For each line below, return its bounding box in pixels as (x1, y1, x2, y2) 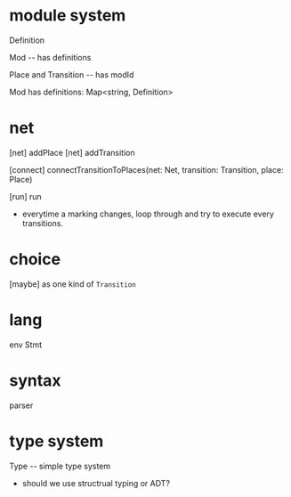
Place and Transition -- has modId (9, 69, 134, 80)
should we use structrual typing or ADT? (21, 477, 171, 488)
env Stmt (9, 339, 43, 350)
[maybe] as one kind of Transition (9, 278, 136, 289)
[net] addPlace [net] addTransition (9, 147, 135, 158)
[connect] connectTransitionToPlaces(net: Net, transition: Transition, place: (9, 164, 284, 175)
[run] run (9, 191, 42, 201)
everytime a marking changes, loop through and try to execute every (21, 208, 274, 219)
